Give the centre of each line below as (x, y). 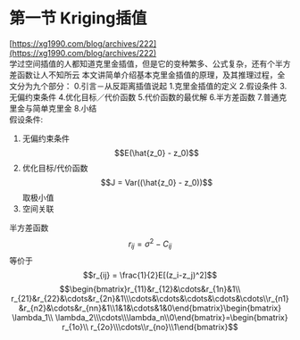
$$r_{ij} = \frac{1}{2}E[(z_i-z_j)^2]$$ (150, 275)
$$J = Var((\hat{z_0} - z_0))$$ (156, 182)
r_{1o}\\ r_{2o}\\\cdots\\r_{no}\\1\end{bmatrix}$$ (150, 328)
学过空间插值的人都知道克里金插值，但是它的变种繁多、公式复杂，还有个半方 (150, 63)
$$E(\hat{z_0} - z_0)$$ (157, 153)
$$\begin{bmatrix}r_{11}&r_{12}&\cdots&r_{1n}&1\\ (150, 289)
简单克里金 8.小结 (65, 108)
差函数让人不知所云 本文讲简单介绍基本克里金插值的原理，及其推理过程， (143, 75)
